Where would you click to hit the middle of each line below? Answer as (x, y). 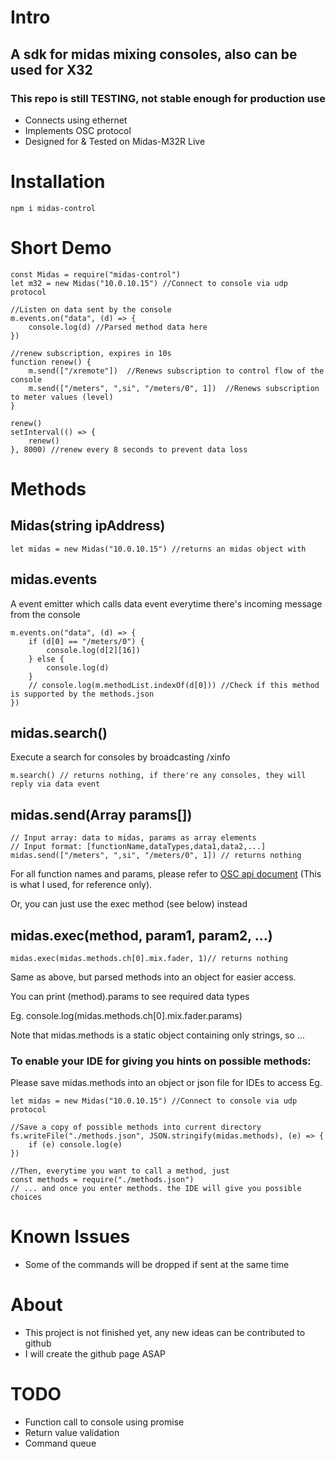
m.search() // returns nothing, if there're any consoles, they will (158, 776)
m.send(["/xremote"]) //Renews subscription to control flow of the (176, 371)
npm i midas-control (53, 208)
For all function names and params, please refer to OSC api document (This (166, 874)
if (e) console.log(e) (75, 1145)
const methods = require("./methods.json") (102, 1180)
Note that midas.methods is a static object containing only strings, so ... (157, 1035)
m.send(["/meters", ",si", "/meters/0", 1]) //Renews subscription (174, 388)
